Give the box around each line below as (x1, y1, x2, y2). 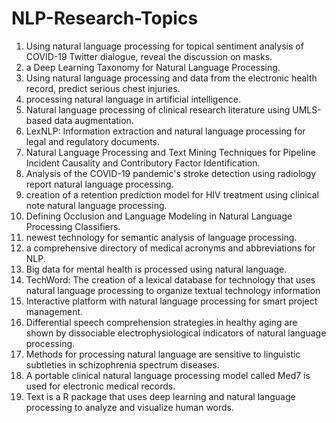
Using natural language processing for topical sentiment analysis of (25, 40, 304, 52)
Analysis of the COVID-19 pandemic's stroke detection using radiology (25, 167, 317, 179)
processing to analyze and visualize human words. (25, 401, 235, 413)
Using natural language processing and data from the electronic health (25, 72, 318, 84)
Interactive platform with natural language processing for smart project (25, 295, 318, 307)
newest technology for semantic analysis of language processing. (25, 231, 298, 243)
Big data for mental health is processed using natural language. (25, 263, 288, 275)
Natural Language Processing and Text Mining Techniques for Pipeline (25, 146, 316, 158)
